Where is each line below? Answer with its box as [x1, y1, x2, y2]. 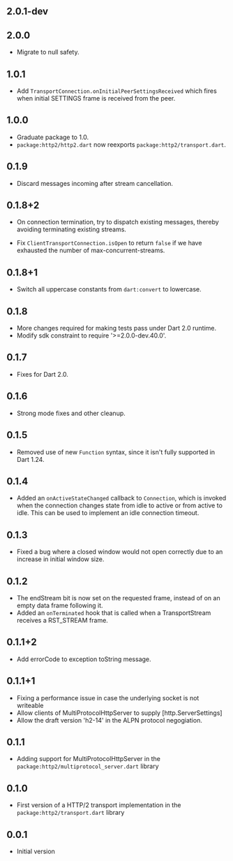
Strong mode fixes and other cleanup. [16, 409, 126, 417]
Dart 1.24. [16, 455, 45, 463]
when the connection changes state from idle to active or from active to [16, 501, 223, 509]
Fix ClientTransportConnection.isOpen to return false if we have [16, 239, 202, 247]
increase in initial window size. [16, 555, 105, 563]
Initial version [16, 847, 55, 855]
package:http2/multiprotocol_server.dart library [16, 762, 159, 771]
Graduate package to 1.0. [16, 133, 89, 141]
